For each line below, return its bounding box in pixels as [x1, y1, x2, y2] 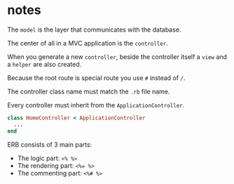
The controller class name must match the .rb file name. [7, 87, 170, 96]
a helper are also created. [7, 60, 82, 68]
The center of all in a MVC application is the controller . [7, 39, 168, 47]
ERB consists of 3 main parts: [7, 140, 92, 149]
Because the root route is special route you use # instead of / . [7, 73, 186, 82]
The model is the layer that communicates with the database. [7, 25, 181, 34]
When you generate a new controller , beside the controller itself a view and [7, 52, 228, 61]
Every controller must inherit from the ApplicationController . [7, 100, 185, 109]
